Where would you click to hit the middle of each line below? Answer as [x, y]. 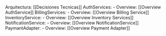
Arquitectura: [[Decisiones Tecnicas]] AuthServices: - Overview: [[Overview [83, 7]
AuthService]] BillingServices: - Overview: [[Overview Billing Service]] [77, 12]
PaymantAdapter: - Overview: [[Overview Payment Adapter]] [68, 28]
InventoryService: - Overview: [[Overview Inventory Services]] [69, 18]
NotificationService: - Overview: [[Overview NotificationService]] [72, 23]
